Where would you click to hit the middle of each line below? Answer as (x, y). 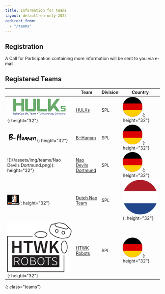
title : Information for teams (36, 10)
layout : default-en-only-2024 (36, 16)
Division (110, 92)
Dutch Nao (87, 197)
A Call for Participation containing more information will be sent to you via (80, 59)
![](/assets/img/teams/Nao (34, 160)
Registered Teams (33, 79)
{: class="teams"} (23, 287)
